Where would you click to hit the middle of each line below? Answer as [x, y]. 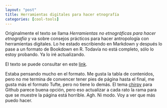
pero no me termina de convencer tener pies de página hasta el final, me [80, 79]
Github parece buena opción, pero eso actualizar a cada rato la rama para [81, 90]
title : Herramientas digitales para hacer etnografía [62, 14]
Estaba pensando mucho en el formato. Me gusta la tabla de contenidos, [80, 74]
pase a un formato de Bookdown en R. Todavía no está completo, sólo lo [80, 49]
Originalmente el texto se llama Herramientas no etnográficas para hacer [81, 33]
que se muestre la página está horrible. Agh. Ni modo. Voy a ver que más [80, 95]
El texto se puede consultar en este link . [46, 64]
